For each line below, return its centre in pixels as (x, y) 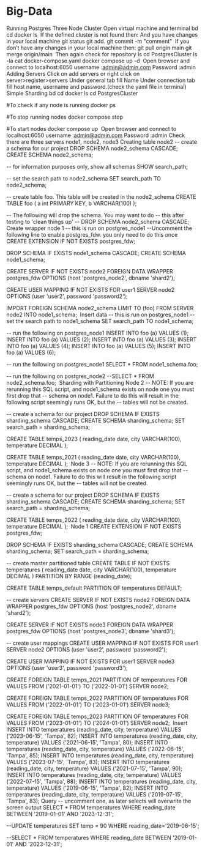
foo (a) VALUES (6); (31, 352)
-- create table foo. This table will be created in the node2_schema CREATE (102, 196)
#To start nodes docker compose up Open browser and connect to (91, 128)
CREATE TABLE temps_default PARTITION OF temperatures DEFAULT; (94, 588)
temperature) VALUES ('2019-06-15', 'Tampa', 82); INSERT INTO (87, 788)
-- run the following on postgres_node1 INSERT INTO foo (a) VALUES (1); (98, 333)
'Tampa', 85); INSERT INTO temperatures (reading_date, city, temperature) (100, 755)
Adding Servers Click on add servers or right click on (73, 73)
